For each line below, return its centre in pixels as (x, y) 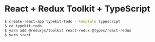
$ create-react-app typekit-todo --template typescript (62, 21)
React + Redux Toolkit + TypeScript (77, 9)
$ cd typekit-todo (23, 26)
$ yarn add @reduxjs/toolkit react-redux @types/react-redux (68, 30)
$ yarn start (18, 35)
